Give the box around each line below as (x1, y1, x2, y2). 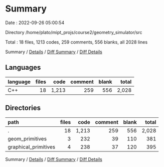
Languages (5, 63, 41, 72)
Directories (5, 104, 41, 112)
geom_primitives (8, 135, 47, 142)
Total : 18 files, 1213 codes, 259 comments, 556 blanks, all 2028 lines (5, 39, 148, 45)
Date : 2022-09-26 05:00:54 (5, 20, 65, 26)
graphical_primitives (8, 143, 56, 150)
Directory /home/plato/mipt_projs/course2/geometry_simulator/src (5, 29, 142, 35)
